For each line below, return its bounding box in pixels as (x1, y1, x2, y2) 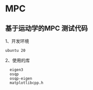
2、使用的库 (5, 58, 30, 63)
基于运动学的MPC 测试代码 (5, 24, 88, 32)
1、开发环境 (5, 38, 29, 44)
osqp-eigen (9, 76, 32, 81)
